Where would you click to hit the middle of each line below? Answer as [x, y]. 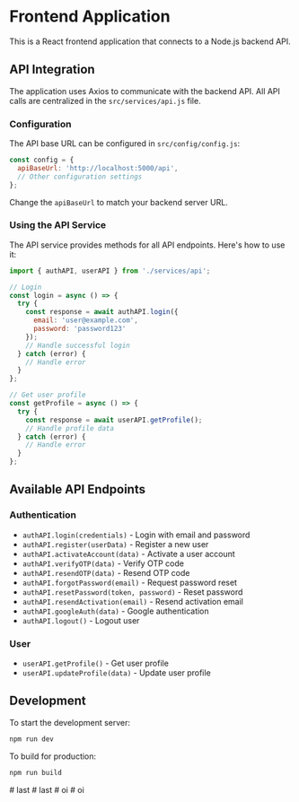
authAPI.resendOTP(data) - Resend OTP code [106, 572]
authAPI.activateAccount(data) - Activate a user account [128, 554]
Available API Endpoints [78, 489]
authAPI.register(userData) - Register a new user [115, 544]
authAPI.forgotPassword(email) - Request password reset [130, 582]
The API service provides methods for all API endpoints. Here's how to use [147, 245]
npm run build [36, 772]
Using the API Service [58, 225]
